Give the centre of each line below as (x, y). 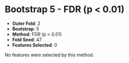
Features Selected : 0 (34, 45)
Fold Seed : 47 (27, 40)
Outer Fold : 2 (26, 23)
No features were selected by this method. (49, 55)
